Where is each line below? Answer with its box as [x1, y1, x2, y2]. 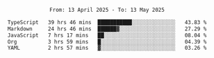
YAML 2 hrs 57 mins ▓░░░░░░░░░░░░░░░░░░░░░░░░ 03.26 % [7, 45, 207, 52]
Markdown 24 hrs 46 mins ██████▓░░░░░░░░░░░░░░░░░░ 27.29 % [7, 25, 207, 32]
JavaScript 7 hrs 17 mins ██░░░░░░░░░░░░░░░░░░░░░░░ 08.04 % [7, 32, 207, 39]
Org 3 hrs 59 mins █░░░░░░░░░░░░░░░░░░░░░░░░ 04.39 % [7, 38, 207, 45]
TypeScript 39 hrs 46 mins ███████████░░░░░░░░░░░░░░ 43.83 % [7, 19, 207, 26]
